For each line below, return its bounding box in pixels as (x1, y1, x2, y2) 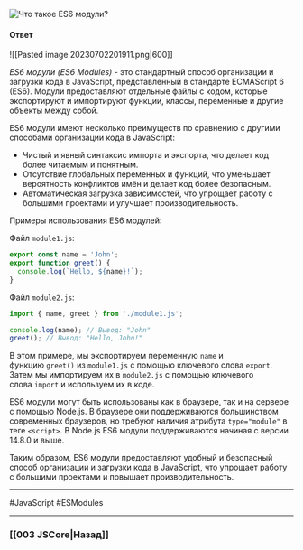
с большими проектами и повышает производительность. (9, 471, 234, 482)
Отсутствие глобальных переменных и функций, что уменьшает (22, 169, 271, 180)
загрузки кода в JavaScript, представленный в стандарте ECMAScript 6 (9, 77, 285, 88)
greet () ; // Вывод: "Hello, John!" (9, 334, 143, 343)
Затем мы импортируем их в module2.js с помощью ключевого (9, 369, 254, 380)
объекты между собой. (9, 105, 99, 117)
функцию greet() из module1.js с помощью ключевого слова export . (9, 359, 273, 370)
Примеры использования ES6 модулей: (9, 215, 162, 226)
